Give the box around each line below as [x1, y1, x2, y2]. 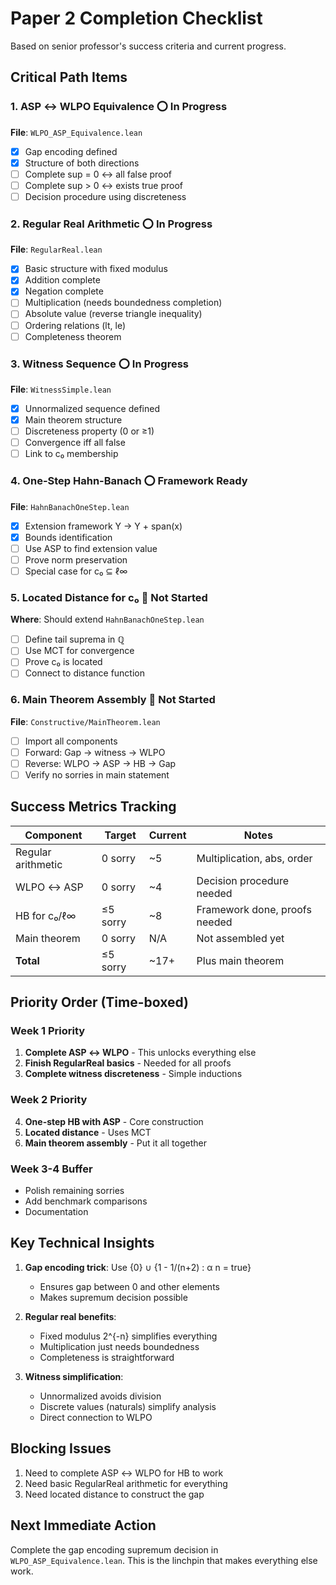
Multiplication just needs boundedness [39, 1340, 200, 1352]
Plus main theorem [196, 953, 285, 967]
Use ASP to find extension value [24, 542, 158, 554]
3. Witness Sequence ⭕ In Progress [10, 357, 190, 371]
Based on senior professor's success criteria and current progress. [10, 40, 287, 52]
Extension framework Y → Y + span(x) [24, 520, 183, 532]
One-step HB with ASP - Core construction [24, 1115, 204, 1127]
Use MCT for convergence [24, 645, 135, 657]
